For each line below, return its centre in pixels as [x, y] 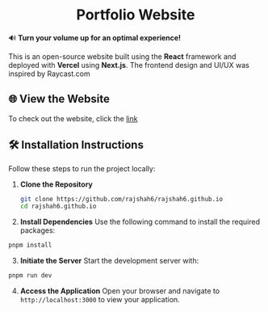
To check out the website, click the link [73, 118]
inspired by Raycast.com [49, 74]
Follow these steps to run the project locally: [82, 168]
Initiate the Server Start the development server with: [109, 261]
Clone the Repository [56, 184]
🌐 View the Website [59, 99]
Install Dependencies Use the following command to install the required [140, 222]
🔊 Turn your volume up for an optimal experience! [95, 37]
